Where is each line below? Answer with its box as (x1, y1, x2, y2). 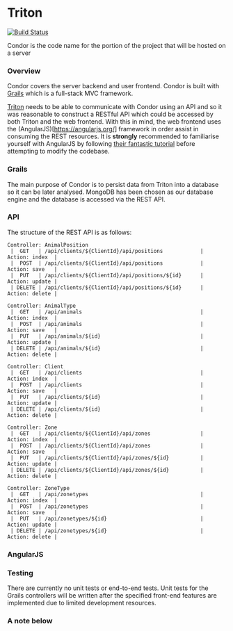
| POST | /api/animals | (10, 320, 204, 327)
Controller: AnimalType (7, 302, 77, 309)
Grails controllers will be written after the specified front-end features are (7, 591, 217, 600)
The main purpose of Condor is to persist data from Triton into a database (7, 180, 219, 188)
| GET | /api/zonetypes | (10, 491, 204, 498)
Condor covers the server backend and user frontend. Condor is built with (7, 82, 220, 90)
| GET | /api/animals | (10, 308, 204, 315)
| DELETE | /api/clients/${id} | (10, 405, 204, 413)
